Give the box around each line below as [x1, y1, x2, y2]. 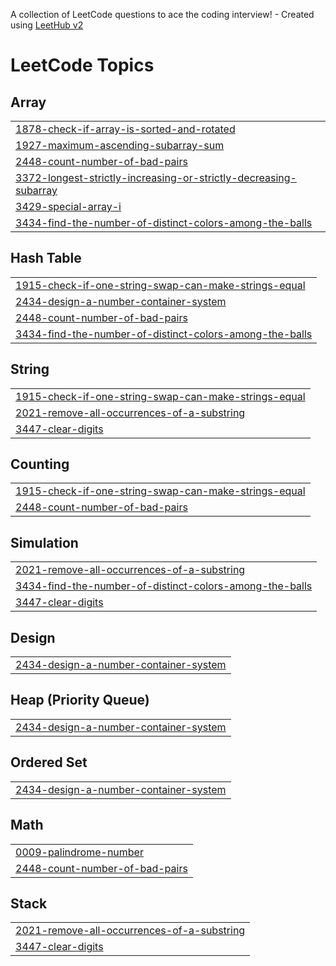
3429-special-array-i [15, 200, 122, 213]
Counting [10, 456, 70, 473]
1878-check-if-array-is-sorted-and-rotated [15, 122, 236, 136]
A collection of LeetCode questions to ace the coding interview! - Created [10, 9, 315, 20]
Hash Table [10, 250, 82, 267]
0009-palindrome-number [15, 845, 144, 859]
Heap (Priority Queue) [10, 692, 150, 709]
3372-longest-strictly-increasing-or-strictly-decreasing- [15, 171, 297, 184]
